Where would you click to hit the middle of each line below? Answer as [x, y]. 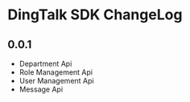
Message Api [41, 89]
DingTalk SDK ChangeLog [95, 15]
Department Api [45, 63]
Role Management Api [56, 72]
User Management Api [56, 81]
